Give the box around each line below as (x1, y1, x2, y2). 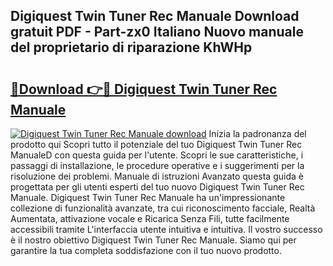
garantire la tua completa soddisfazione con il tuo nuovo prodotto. (10, 245, 282, 256)
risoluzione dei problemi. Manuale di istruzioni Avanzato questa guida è (10, 170, 304, 182)
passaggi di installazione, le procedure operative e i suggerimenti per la (10, 160, 305, 171)
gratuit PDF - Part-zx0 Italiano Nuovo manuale (10, 24, 304, 41)
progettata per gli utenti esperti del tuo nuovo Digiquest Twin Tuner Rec (10, 181, 305, 193)
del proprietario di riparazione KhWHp (10, 39, 253, 56)
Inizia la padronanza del (208, 128, 307, 139)
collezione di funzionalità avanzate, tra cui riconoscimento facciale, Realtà (10, 202, 316, 214)
